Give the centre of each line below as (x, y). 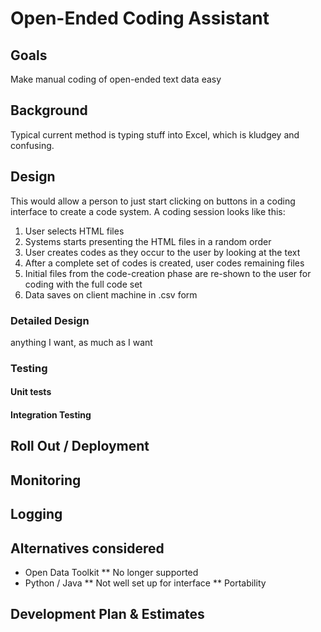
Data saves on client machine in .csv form (111, 294)
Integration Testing (51, 415)
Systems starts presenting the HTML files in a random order (148, 241)
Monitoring (46, 480)
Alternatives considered (87, 548)
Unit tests (31, 392)
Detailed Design (50, 320)
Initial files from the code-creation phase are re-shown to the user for (168, 273)
